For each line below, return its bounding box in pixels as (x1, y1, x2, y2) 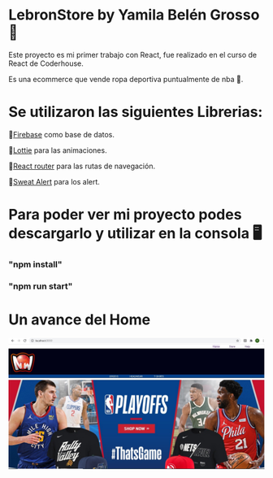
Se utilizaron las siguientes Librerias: (8, 103, 263, 121)
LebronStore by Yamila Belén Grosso (8, 6, 260, 24)
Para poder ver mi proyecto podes (8, 206, 242, 224)
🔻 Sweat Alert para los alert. (8, 176, 100, 186)
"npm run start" (8, 280, 73, 292)
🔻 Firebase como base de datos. (8, 129, 115, 139)
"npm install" (8, 259, 63, 270)
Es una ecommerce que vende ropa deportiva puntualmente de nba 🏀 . (8, 74, 244, 84)
